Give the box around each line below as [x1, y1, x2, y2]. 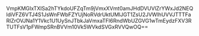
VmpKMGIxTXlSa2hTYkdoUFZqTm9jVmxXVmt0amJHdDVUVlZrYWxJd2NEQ [6, 5, 194, 12]
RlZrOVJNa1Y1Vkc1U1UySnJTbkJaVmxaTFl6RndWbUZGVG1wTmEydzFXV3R [6, 17, 192, 24]
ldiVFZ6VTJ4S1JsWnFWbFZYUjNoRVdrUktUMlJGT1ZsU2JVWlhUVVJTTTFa [6, 11, 191, 18]
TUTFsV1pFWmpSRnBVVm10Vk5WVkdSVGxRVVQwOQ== [6, 23, 149, 30]
